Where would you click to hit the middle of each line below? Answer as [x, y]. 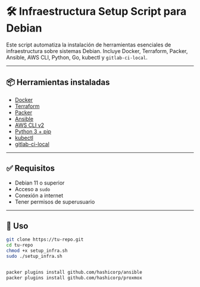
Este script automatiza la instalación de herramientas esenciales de [89, 45]
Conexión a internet [39, 195]
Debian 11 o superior [40, 183]
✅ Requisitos [31, 168]
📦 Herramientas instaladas [58, 82]
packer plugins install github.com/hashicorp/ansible [74, 272]
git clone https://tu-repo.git [45, 240]
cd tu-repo [20, 245]
